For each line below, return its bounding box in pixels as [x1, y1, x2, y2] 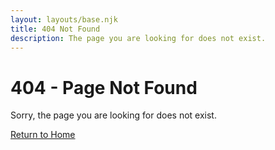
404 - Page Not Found [10, 76, 198, 99]
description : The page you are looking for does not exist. [10, 33, 267, 43]
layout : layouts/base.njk [10, 14, 118, 25]
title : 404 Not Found [10, 24, 101, 34]
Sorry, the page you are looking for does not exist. [10, 109, 217, 121]
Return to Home [10, 129, 76, 141]
